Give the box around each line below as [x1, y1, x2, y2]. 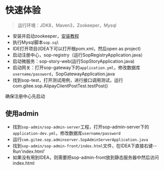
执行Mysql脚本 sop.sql [12, 39, 59, 45]
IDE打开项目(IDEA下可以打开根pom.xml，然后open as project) [12, 45, 141, 51]
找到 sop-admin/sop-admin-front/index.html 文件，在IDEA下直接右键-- [12, 142, 157, 149]
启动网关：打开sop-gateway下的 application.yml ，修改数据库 [12, 64, 140, 71]
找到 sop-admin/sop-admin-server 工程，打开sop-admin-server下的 [12, 124, 149, 130]
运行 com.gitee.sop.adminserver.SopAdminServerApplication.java [12, 136, 148, 142]
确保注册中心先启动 [5, 93, 45, 99]
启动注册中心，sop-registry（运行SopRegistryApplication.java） [12, 51, 145, 58]
